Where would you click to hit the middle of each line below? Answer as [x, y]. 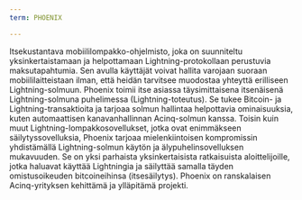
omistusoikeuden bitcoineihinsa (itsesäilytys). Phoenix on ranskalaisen [140, 176]
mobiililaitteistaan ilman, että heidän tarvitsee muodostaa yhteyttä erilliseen [149, 80]
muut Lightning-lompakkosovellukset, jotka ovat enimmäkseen [125, 128]
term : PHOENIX [36, 18]
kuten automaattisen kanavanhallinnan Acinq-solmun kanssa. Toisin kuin [144, 118]
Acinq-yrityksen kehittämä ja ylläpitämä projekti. [99, 185]
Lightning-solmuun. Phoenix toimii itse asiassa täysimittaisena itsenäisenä [146, 89]
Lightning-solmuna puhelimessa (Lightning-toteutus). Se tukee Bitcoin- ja [146, 99]
